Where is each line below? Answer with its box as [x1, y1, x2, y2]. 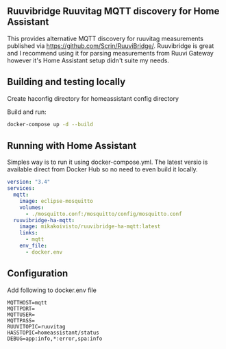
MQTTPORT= [7, 305, 36, 312]
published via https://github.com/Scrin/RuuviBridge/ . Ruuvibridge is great [7, 41, 214, 50]
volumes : [19, 204, 45, 211]
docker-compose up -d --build [7, 121, 94, 128]
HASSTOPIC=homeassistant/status [7, 329, 99, 336]
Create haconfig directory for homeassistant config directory [7, 94, 179, 102]
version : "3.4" [7, 178, 51, 186]
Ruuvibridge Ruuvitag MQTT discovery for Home [7, 5, 220, 17]
